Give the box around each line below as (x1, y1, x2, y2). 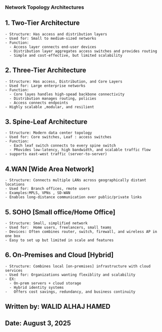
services (5, 268, 23, 273)
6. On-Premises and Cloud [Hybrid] (5, 251, 114, 259)
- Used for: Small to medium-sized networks (5, 36, 97, 41)
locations (5, 182, 25, 187)
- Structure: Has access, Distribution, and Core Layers (5, 79, 123, 84)
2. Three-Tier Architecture (5, 66, 86, 74)
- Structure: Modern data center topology (5, 131, 92, 135)
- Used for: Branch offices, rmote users (5, 186, 90, 191)
